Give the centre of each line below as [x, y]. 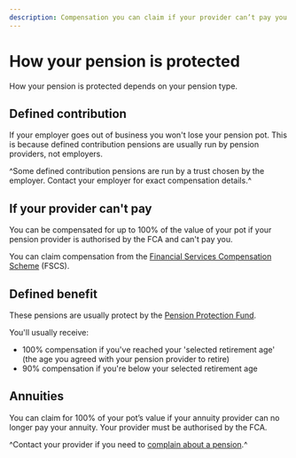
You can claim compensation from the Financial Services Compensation [140, 257]
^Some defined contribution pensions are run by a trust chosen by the [137, 171]
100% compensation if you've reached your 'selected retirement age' [148, 350]
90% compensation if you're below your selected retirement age [140, 368]
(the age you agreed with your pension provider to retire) [126, 359]
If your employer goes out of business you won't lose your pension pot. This [148, 135]
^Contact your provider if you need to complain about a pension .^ [129, 444]
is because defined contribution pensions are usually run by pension [134, 145]
